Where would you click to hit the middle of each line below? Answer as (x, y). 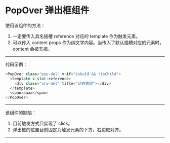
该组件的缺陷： (21, 113)
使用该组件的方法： (25, 25)
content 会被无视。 (32, 49)
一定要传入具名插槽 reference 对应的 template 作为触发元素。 (76, 36)
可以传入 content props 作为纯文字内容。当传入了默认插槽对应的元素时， (88, 42)
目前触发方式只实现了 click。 (42, 123)
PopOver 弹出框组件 (47, 10)
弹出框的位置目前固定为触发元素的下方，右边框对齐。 (68, 130)
